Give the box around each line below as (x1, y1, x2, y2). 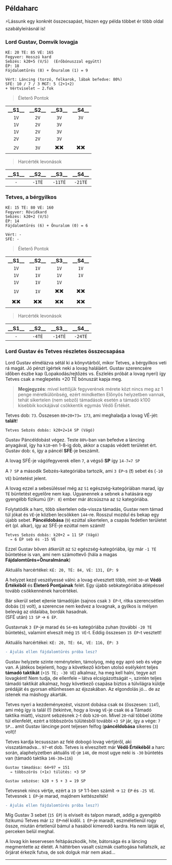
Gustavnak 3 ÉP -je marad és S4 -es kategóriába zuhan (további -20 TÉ (5, 624, 152, 630)
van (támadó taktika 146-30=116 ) (5, 755, 73, 761)
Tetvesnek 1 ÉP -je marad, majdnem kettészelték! (5, 793, 109, 799)
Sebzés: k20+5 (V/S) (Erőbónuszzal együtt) (5, 59, 102, 64)
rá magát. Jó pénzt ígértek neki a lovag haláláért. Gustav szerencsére (5, 365, 152, 371)
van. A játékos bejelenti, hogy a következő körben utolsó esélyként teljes (5, 664, 159, 670)
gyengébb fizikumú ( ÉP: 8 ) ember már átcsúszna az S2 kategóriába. (5, 496, 149, 502)
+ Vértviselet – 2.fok (5, 86, 54, 91)
